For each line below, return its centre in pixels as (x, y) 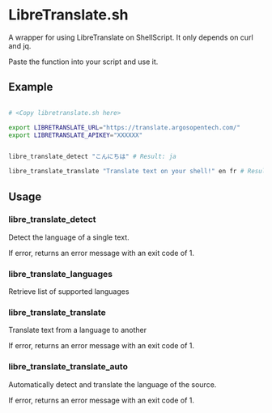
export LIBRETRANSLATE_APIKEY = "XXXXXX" (76, 135)
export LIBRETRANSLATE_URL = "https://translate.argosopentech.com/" (125, 127)
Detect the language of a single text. (69, 237)
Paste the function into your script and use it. (83, 62)
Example (31, 87)
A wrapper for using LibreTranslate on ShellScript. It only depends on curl (131, 37)
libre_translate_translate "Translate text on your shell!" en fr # (126, 172)
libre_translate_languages (61, 274)
